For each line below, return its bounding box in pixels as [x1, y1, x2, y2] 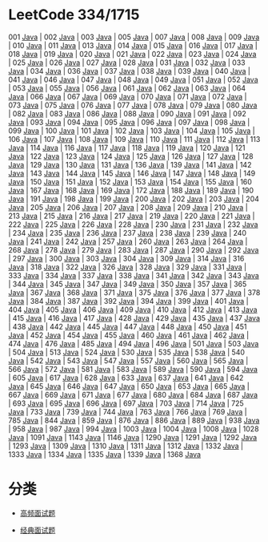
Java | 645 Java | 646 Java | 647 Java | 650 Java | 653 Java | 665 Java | [8, 381, 250, 390]
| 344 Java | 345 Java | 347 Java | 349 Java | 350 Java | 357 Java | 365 [8, 279, 247, 289]
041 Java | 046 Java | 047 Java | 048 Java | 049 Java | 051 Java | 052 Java [8, 75, 258, 84]
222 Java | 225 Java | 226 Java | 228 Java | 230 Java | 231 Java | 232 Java [8, 219, 258, 229]
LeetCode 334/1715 [8, 6, 140, 24]
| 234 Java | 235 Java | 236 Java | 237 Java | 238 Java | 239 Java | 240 [8, 228, 246, 237]
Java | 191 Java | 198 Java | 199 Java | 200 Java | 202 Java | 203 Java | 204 [8, 194, 260, 204]
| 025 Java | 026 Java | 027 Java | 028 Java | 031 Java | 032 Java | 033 [8, 58, 246, 67]
